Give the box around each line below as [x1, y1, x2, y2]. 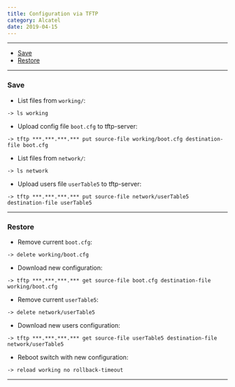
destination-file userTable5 [7, 199, 92, 206]
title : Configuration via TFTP [7, 10, 99, 17]
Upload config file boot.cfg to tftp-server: [17, 122, 138, 130]
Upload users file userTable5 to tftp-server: [17, 180, 142, 188]
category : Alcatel [7, 17, 61, 24]
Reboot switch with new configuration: [17, 353, 129, 361]
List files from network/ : [17, 154, 86, 162]
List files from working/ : [17, 96, 86, 105]
